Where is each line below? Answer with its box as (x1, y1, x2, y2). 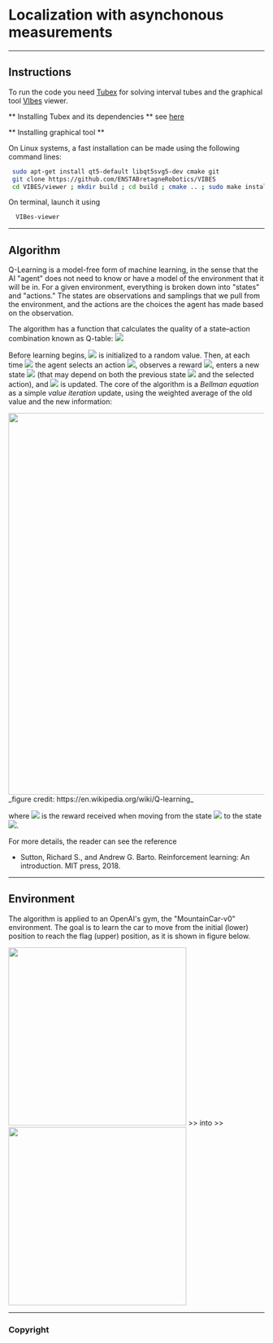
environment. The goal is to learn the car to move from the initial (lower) (8, 922, 249, 932)
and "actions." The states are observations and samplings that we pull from (8, 291, 260, 301)
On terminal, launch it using (8, 197, 100, 207)
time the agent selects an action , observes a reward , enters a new (8, 360, 260, 370)
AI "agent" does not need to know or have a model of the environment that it (8, 274, 264, 283)
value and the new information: (8, 397, 112, 406)
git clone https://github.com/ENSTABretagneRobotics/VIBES (11, 175, 217, 183)
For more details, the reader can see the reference (8, 836, 177, 846)
